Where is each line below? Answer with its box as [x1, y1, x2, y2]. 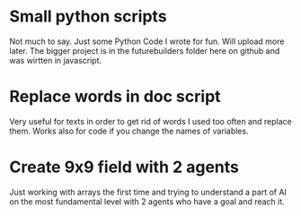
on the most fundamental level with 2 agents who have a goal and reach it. [9, 195, 285, 207]
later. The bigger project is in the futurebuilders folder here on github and [9, 45, 280, 56]
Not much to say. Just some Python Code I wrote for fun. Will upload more [9, 36, 285, 47]
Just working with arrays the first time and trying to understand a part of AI [9, 186, 288, 197]
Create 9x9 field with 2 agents [9, 157, 240, 177]
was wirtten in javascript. [9, 55, 102, 65]
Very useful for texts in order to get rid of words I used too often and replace [9, 116, 292, 126]
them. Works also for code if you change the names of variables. [9, 125, 249, 136]
